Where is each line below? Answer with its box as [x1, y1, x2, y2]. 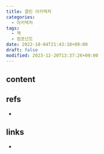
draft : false [6, 47, 38, 53]
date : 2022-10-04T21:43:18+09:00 [6, 42, 88, 48]
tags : [6, 25, 19, 31]
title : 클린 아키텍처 [6, 8, 52, 15]
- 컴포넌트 [11, 36, 33, 42]
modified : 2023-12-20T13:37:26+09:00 [6, 53, 99, 58]
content [6, 74, 36, 84]
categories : [6, 14, 35, 20]
